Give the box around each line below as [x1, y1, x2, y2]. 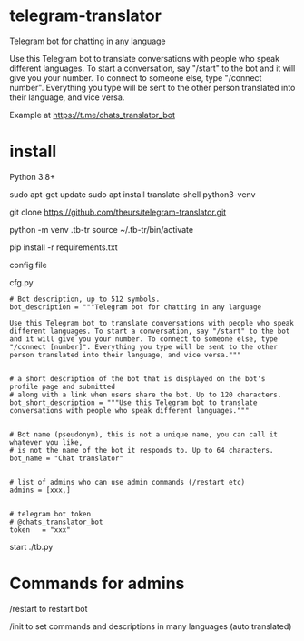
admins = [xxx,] [9, 486, 71, 495]
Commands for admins [9, 574, 185, 594]
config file [9, 259, 47, 270]
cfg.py [9, 276, 34, 287]
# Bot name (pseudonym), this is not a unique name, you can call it [9, 429, 279, 439]
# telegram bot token [9, 509, 92, 518]
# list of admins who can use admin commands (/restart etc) [9, 477, 246, 486]
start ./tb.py [9, 541, 54, 552]
